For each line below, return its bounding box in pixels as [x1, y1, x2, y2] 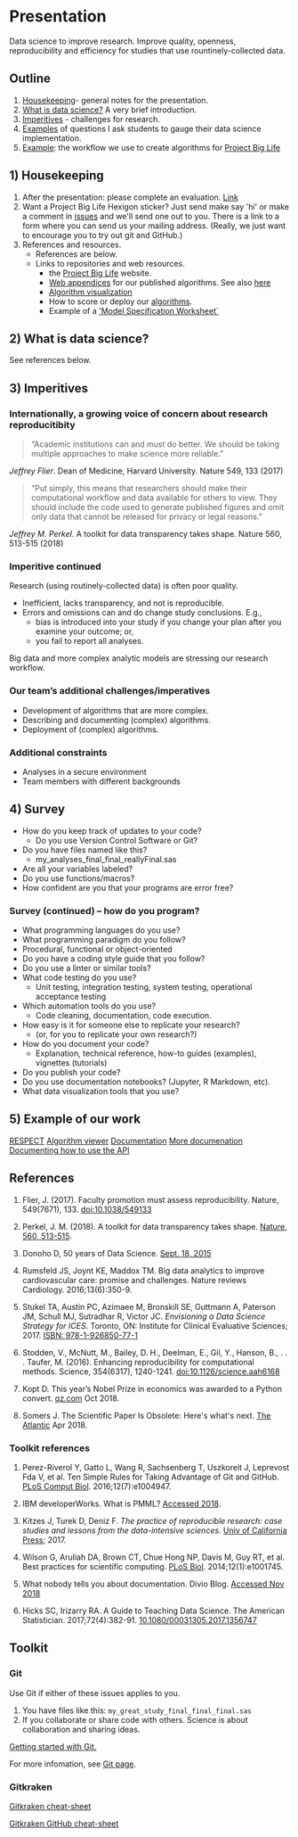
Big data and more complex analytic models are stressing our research [9, 653, 269, 663]
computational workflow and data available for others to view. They [30, 492, 278, 503]
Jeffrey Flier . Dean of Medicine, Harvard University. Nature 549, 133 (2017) [9, 465, 284, 476]
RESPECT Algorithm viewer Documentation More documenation [9, 1135, 243, 1146]
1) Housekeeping [9, 168, 104, 184]
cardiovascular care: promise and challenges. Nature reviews [21, 1274, 247, 1285]
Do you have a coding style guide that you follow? [21, 953, 205, 964]
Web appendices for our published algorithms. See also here [48, 276, 271, 287]
